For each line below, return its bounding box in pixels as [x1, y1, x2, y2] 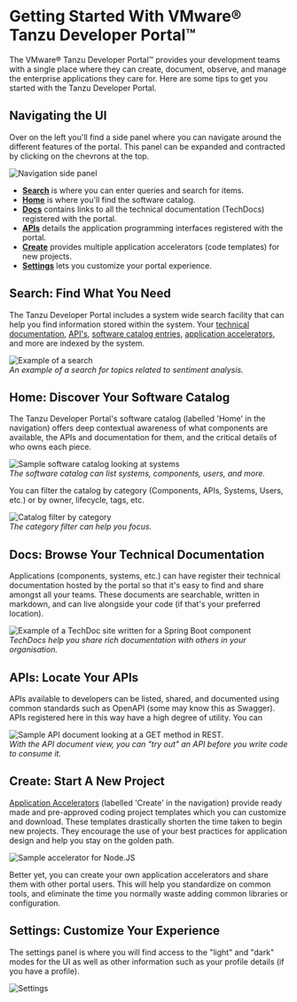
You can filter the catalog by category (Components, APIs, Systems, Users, [9, 485, 284, 496]
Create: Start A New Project [9, 773, 166, 789]
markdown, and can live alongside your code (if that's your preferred [9, 599, 262, 610]
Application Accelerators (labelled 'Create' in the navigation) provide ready [9, 797, 283, 808]
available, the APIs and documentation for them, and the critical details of [9, 432, 277, 443]
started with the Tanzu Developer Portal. [9, 82, 157, 93]
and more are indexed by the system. [9, 338, 145, 348]
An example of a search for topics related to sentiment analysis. [9, 364, 244, 375]
